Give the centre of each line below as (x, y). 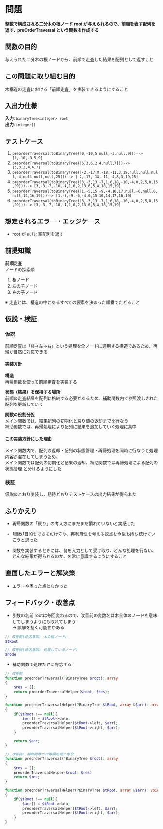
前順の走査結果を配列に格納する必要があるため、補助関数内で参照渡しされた (81, 398)
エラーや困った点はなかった (40, 586)
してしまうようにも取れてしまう (44, 621)
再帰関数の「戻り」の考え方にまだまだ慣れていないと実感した (74, 524)
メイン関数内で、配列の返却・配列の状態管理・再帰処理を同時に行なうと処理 (81, 450)
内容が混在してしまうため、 (33, 456)
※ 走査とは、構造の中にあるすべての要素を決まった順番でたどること (73, 302)
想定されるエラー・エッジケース (53, 221)
